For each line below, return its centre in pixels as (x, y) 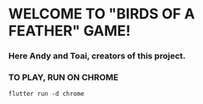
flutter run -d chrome (46, 94)
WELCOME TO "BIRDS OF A (102, 14)
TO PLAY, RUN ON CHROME (64, 78)
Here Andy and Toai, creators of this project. (97, 56)
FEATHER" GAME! (70, 31)
